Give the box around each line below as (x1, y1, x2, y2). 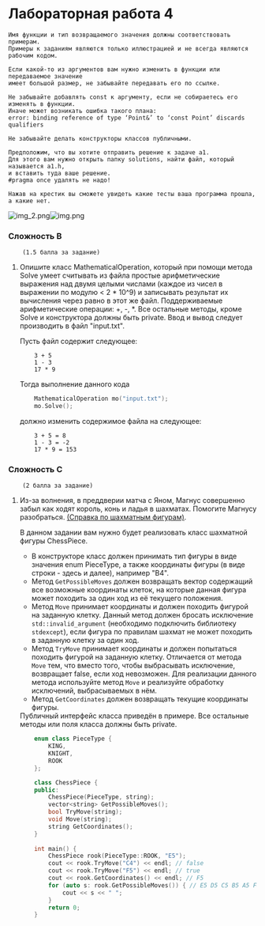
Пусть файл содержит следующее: (19, 337, 138, 346)
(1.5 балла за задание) (22, 248, 101, 257)
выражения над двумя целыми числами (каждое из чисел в (19, 279, 223, 289)
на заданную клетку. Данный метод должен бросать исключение (31, 610, 254, 620)
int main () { (34, 845, 77, 852)
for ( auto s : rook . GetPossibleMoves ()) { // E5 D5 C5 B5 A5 (48, 881, 250, 890)
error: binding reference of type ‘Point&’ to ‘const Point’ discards (8, 114, 245, 122)
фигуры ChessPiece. (19, 536, 88, 546)
